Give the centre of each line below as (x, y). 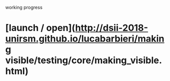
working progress (24, 7)
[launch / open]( (40, 28)
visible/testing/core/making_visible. (84, 60)
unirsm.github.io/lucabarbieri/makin (85, 39)
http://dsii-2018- (112, 28)
